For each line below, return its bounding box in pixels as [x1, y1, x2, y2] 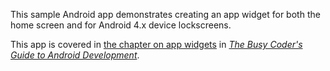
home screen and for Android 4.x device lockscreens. [10, 19, 232, 31]
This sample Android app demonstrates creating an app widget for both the [10, 9, 321, 20]
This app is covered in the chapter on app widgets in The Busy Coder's [10, 39, 303, 50]
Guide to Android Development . [10, 49, 140, 61]
